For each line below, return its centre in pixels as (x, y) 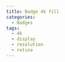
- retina (22, 50)
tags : (13, 28)
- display (23, 39)
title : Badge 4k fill (33, 12)
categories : (21, 17)
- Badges (22, 22)
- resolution (27, 45)
